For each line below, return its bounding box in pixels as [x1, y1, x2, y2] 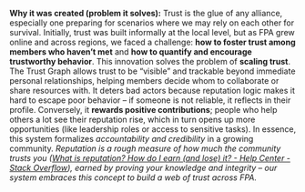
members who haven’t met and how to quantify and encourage [9, 46, 252, 57]
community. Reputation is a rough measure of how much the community [9, 143, 281, 154]
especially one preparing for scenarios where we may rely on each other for [9, 17, 295, 28]
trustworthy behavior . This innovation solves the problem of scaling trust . [9, 56, 291, 66]
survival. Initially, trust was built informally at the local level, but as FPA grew [9, 27, 296, 37]
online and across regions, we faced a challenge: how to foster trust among [9, 36, 296, 47]
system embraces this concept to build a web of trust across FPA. [9, 172, 258, 183]
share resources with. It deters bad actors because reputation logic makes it [9, 86, 296, 96]
